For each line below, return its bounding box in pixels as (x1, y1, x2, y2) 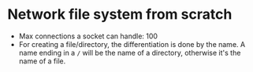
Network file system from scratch (7, 5, 233, 23)
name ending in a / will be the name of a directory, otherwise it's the (18, 48, 241, 57)
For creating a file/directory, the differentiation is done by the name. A (18, 39, 246, 49)
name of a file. (18, 56, 66, 66)
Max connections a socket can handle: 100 (18, 31, 158, 41)
